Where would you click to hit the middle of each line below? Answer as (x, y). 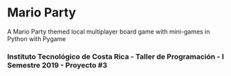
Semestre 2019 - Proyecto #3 (57, 65)
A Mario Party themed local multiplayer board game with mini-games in (109, 31)
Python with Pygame (37, 38)
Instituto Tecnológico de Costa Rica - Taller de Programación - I (115, 56)
